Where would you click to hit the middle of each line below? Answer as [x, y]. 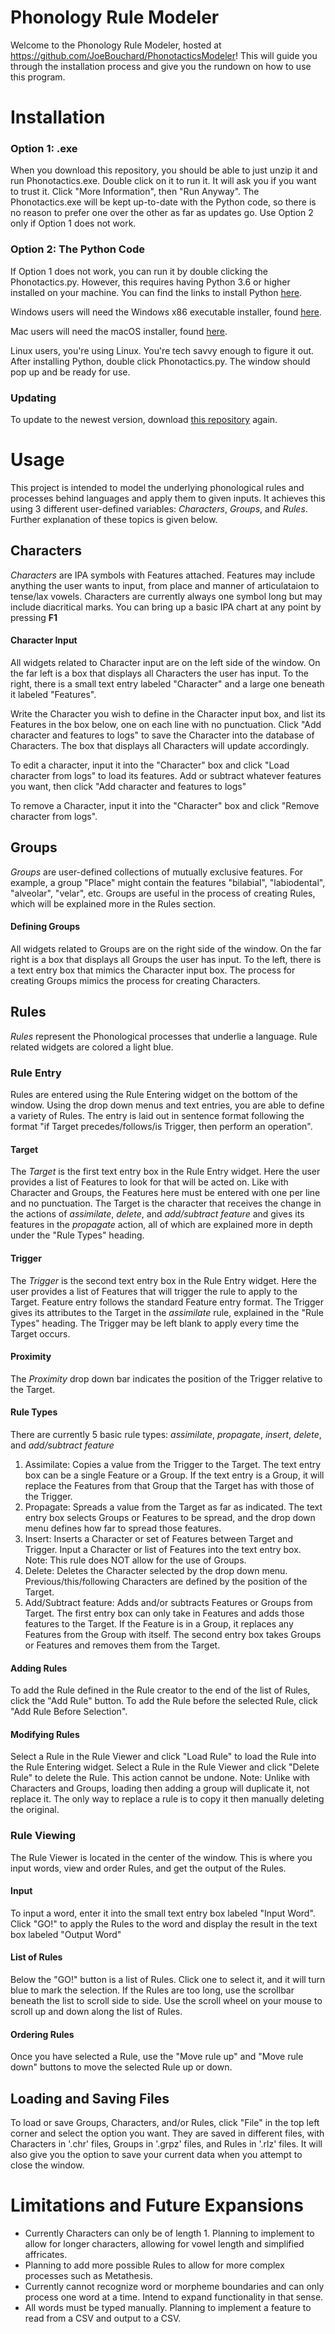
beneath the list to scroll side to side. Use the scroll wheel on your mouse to [166, 2001]
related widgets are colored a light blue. [92, 1047]
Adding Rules [39, 1668]
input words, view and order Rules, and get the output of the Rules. [148, 1868]
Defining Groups [45, 927]
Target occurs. [40, 1333]
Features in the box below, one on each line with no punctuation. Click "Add [166, 724]
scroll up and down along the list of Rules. [96, 2012]
